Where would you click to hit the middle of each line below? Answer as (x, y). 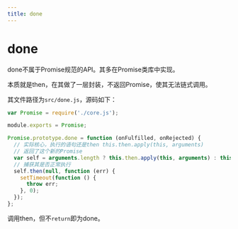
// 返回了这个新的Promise (48, 152)
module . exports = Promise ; (47, 125)
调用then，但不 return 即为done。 (56, 218)
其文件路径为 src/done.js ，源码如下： (62, 99)
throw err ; (42, 184)
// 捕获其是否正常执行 (42, 164)
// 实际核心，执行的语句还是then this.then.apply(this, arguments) (109, 145)
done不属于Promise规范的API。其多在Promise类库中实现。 (93, 69)
